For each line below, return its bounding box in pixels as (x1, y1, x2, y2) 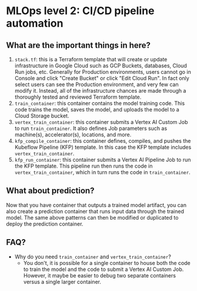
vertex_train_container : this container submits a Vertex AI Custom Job (14, 119, 188, 125)
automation (6, 17, 64, 30)
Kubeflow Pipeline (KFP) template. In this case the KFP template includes (14, 143, 192, 151)
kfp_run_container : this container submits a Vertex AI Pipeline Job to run (14, 156, 191, 163)
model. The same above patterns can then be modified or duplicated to (6, 214, 179, 221)
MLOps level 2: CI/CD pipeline (6, 4, 155, 18)
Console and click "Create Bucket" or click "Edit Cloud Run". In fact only (14, 75, 189, 81)
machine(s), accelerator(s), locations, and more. (14, 131, 132, 138)
